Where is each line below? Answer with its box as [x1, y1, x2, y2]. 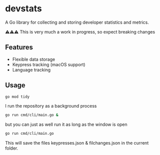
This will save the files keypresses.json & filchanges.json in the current [5, 140, 149, 146]
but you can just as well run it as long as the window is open [5, 121, 127, 127]
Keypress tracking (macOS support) [12, 61, 85, 67]
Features [5, 43, 33, 52]
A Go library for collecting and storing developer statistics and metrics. [5, 19, 149, 25]
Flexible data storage [12, 56, 55, 62]
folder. [5, 145, 18, 151]
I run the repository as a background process [5, 103, 97, 109]
